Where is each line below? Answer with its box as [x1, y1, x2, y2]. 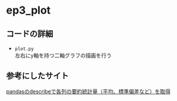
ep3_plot [6, 4, 51, 17]
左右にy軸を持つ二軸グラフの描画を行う [14, 52, 112, 59]
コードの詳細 [6, 29, 53, 39]
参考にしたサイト [6, 71, 69, 81]
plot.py [14, 46, 34, 52]
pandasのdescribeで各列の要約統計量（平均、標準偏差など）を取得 [6, 87, 171, 95]
